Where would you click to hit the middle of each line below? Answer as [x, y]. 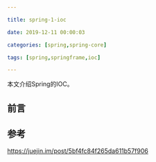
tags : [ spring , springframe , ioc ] [54, 57]
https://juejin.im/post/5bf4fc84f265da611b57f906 [78, 151]
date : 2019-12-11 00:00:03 [46, 32]
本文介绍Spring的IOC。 [40, 84]
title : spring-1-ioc [37, 19]
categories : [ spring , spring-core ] [57, 45]
